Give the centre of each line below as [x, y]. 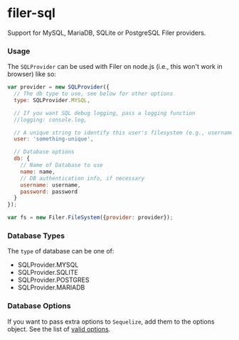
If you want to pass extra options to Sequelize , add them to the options [111, 322]
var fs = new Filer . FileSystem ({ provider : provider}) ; [90, 218]
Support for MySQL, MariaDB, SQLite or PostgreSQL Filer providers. [107, 33]
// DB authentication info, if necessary [82, 178]
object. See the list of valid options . [59, 329]
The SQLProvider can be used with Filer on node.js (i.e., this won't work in [115, 67]
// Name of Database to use [62, 165]
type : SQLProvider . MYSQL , [52, 100]
